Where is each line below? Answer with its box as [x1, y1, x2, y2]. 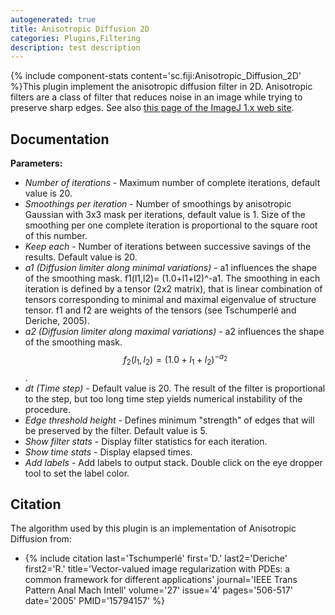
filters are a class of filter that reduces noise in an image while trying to [10, 91, 303, 103]
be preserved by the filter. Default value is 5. [24, 424, 208, 436]
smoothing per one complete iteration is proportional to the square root [24, 219, 318, 231]
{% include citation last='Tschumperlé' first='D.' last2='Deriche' [24, 552, 288, 565]
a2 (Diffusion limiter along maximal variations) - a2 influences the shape [24, 326, 325, 338]
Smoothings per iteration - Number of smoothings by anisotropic [24, 198, 292, 210]
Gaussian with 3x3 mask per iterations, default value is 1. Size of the [24, 209, 306, 221]
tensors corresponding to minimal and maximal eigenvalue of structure [24, 294, 317, 306]
